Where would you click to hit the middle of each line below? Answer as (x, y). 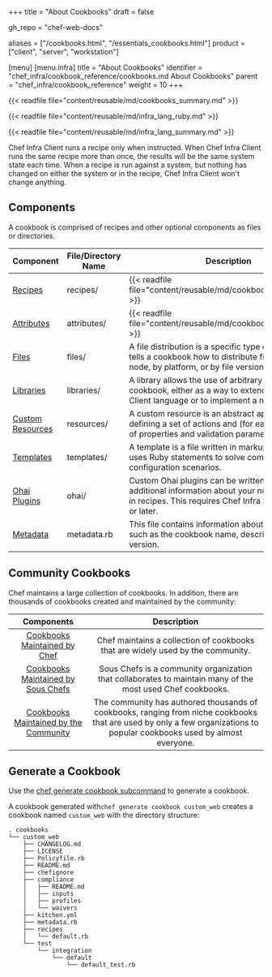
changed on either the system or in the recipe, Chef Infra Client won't (124, 173)
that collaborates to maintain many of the (175, 678)
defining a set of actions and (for (191, 424)
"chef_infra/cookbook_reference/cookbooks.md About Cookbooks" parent (133, 76)
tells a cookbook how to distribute (193, 356)
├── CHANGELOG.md (52, 844)
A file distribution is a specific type (195, 346)
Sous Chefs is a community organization (175, 669)
